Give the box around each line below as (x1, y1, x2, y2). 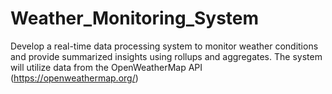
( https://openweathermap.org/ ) (10, 72, 139, 84)
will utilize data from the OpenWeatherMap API (10, 61, 203, 73)
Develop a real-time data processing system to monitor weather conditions (10, 40, 319, 52)
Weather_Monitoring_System (10, 7, 260, 30)
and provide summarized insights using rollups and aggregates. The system (10, 50, 323, 62)
